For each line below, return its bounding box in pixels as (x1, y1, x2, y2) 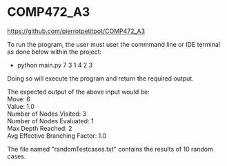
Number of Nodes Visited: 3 (7, 110, 87, 118)
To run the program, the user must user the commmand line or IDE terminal (7, 40, 221, 48)
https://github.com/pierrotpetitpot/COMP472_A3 (7, 27, 146, 35)
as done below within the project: (7, 48, 102, 56)
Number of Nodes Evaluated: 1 (7, 116, 94, 125)
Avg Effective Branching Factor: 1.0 (7, 132, 107, 140)
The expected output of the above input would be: (7, 87, 150, 96)
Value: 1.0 (7, 102, 34, 110)
